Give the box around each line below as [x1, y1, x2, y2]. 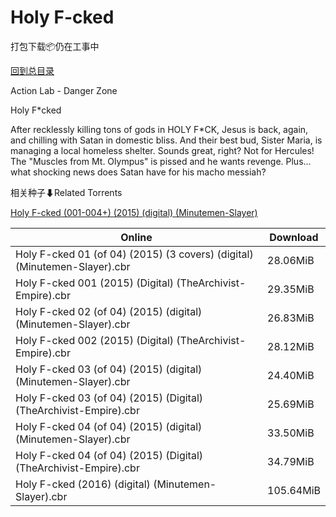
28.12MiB [267, 339, 315, 353]
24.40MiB [267, 368, 315, 382]
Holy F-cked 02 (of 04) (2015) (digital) [15, 304, 203, 318]
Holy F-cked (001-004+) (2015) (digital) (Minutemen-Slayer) [10, 206, 258, 218]
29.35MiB [267, 282, 315, 296]
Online [120, 230, 153, 244]
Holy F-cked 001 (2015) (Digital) [15, 276, 175, 290]
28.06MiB [267, 253, 315, 267]
